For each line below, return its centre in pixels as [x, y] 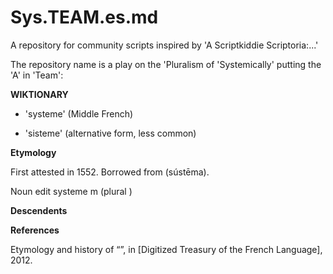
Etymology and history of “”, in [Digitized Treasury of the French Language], [166, 249]
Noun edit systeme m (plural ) [71, 191]
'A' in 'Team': [37, 75]
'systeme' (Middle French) [79, 113]
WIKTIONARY [39, 94]
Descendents [39, 210]
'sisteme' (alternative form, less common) [110, 133]
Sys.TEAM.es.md [84, 17]
